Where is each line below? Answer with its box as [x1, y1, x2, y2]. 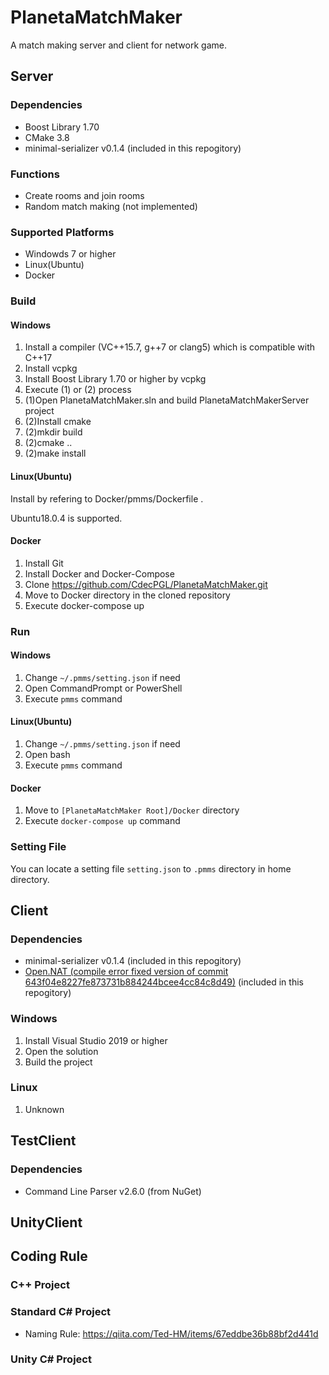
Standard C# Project [10, 1305, 112, 1319]
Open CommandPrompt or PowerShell [24, 682, 183, 694]
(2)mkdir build [24, 426, 83, 438]
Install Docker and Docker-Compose [24, 567, 175, 580]
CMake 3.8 [24, 131, 70, 143]
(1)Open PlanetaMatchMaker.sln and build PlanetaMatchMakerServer [24, 394, 310, 406]
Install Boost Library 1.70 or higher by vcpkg [24, 373, 207, 385]
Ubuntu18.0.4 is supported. [10, 512, 123, 524]
